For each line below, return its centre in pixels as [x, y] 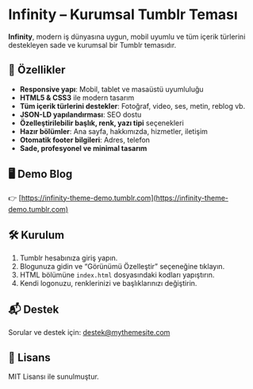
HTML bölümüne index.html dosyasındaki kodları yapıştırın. [117, 275]
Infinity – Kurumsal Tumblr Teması [123, 15]
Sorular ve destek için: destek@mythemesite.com [89, 333]
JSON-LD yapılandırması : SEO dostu [80, 114]
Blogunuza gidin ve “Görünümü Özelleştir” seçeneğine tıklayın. [122, 267]
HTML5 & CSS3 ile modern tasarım [77, 98]
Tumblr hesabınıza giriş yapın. [69, 258]
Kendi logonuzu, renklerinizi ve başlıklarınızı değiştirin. [108, 283]
